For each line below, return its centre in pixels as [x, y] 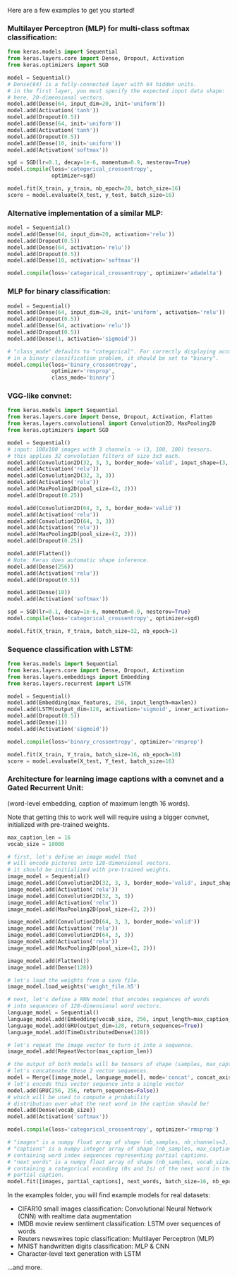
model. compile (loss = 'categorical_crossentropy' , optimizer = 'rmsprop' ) [113, 1130]
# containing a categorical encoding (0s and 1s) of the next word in [113, 1168]
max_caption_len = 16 [39, 837]
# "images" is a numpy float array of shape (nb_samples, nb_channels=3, [118, 1142]
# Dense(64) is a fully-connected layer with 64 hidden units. [102, 84]
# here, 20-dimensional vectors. [56, 97]
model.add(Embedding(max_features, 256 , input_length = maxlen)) [102, 703]
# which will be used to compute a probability [79, 1097]
